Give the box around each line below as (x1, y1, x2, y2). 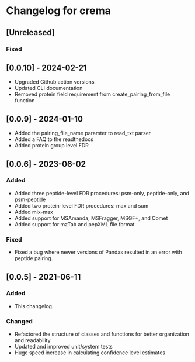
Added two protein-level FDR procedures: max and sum (14, 202, 149, 209)
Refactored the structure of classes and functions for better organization (14, 330, 190, 337)
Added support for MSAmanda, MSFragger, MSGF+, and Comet (14, 215, 168, 222)
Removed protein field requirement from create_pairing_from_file (14, 91, 170, 98)
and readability (14, 337, 51, 344)
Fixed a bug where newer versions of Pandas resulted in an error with (14, 249, 182, 256)
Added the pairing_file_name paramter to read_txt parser (14, 130, 151, 137)
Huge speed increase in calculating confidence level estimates (14, 349, 165, 356)
